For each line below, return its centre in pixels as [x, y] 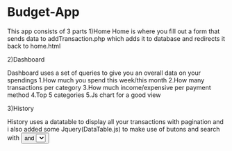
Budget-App [43, 12]
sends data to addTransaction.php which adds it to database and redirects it [116, 38]
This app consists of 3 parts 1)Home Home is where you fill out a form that [114, 31]
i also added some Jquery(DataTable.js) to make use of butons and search [114, 129]
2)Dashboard [26, 59]
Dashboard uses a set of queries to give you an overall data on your [104, 73]
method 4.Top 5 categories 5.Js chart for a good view [84, 95]
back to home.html [34, 46]
